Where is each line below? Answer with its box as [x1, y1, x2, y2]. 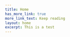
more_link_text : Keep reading [5, 16, 66, 21]
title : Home [5, 7, 29, 12]
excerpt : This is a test [5, 25, 55, 30]
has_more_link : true [5, 12, 47, 16]
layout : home [5, 20, 31, 25]
